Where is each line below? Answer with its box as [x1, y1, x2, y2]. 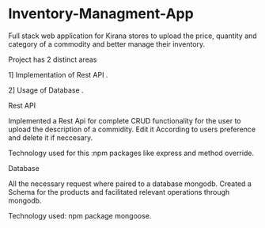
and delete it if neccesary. [8, 132, 93, 142]
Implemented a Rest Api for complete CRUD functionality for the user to [8, 116, 241, 125]
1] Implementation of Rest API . [8, 70, 108, 79]
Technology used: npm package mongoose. [8, 211, 152, 220]
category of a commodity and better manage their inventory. [8, 39, 206, 48]
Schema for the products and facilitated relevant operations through [8, 187, 230, 196]
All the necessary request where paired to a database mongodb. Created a [8, 179, 252, 188]
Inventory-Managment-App [8, 5, 194, 23]
